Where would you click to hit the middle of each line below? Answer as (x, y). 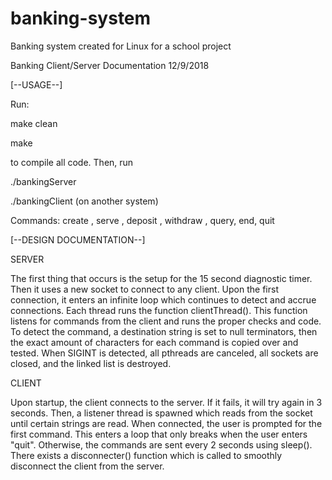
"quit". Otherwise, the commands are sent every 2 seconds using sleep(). (161, 444)
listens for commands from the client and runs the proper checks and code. (166, 321)
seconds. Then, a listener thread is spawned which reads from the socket (161, 413)
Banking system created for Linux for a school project (121, 46)
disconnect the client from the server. (87, 466)
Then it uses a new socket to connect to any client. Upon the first (144, 289)
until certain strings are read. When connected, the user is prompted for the (166, 423)
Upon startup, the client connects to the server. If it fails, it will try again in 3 (166, 402)
